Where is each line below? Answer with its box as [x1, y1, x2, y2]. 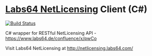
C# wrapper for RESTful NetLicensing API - [5, 30, 97, 36]
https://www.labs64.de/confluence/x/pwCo [5, 35, 97, 41]
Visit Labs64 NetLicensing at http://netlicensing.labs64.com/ [5, 45, 133, 51]
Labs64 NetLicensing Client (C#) [5, 4, 147, 15]
